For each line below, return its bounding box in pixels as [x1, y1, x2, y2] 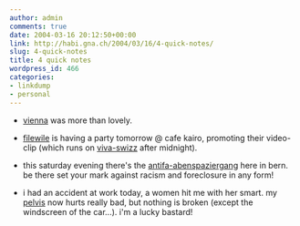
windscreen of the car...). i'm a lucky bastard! [22, 206, 193, 217]
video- [265, 132, 292, 143]
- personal [9, 89, 51, 98]
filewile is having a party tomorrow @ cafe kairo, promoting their [22, 132, 264, 143]
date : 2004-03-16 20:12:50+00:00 [9, 30, 137, 39]
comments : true [9, 22, 67, 31]
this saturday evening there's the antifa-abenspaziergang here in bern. [22, 159, 289, 170]
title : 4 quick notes [9, 56, 92, 65]
